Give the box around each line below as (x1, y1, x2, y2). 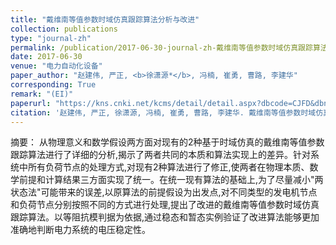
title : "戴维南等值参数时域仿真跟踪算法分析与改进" (10, 14, 200, 25)
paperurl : (10, 98, 52, 108)
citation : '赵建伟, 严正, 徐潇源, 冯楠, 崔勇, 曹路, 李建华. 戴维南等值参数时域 (10, 107, 317, 118)
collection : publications (10, 24, 118, 34)
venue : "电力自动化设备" (10, 61, 103, 71)
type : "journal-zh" (10, 33, 92, 43)
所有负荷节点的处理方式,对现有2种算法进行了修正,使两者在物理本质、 (27, 161, 310, 173)
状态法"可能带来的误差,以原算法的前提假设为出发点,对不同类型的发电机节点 (10, 186, 318, 198)
